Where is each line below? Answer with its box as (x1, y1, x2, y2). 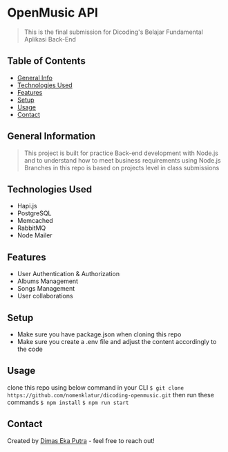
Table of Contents (7, 55, 86, 67)
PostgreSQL (17, 209, 52, 217)
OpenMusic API (7, 5, 99, 21)
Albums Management (17, 277, 78, 285)
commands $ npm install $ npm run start (7, 398, 129, 406)
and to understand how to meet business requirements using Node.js (23, 156, 221, 164)
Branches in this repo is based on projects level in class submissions (23, 163, 220, 172)
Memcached (17, 217, 53, 225)
